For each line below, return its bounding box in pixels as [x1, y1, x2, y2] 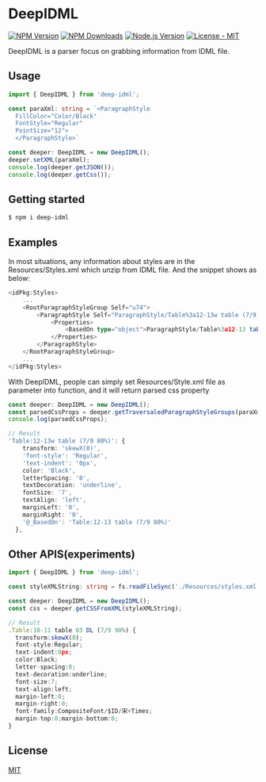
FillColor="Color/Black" [15, 112, 97, 120]
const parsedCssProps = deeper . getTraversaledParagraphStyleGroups [8, 408, 236, 416]
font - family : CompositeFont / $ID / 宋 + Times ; [15, 707, 153, 715]
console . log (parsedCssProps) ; [8, 416, 108, 424]
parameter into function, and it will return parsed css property [8, 385, 210, 395]
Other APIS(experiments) [8, 547, 136, 561]
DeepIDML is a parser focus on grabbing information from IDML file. [8, 46, 230, 56]
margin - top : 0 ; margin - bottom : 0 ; [15, 715, 119, 723]
